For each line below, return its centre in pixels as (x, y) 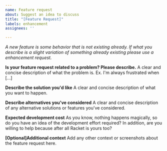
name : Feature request (29, 10)
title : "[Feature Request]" (34, 19)
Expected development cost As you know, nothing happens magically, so (81, 117)
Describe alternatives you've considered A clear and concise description (82, 102)
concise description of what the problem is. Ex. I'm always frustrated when (82, 72)
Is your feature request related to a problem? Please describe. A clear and (83, 67)
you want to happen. (26, 93)
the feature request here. (31, 143)
